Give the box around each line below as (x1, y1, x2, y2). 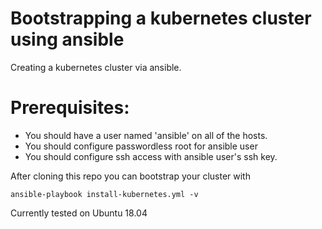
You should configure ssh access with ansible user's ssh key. (24, 150, 278, 162)
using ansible (10, 28, 125, 51)
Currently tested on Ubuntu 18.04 (10, 207, 148, 219)
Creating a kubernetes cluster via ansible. (10, 61, 182, 73)
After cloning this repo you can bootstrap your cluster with (10, 170, 251, 182)
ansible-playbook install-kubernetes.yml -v (10, 189, 199, 199)
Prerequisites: (10, 97, 130, 119)
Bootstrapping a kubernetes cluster (10, 7, 312, 30)
